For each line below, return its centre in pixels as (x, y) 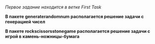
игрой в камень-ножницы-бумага (42, 36)
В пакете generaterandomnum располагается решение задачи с (75, 16)
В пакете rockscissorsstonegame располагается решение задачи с (78, 31)
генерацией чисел (25, 22)
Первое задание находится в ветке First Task (53, 7)
